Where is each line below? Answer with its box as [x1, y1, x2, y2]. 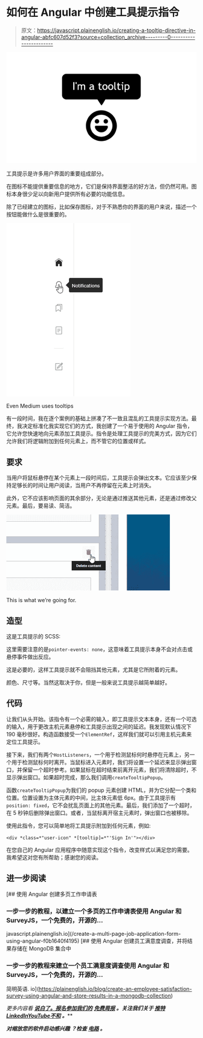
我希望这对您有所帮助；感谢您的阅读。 [6, 854, 101, 861]
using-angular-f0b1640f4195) [6, 937, 80, 944]
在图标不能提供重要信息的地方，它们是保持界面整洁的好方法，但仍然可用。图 [6, 183, 197, 190]
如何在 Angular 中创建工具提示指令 [6, 5, 179, 19]
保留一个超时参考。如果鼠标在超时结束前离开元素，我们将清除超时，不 [22, 766, 197, 773]
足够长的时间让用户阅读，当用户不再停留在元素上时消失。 [11, 482, 155, 489]
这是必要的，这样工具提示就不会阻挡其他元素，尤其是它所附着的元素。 [6, 666, 181, 673]
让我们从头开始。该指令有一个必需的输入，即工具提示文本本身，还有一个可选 [6, 715, 197, 722]
